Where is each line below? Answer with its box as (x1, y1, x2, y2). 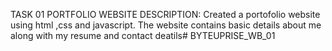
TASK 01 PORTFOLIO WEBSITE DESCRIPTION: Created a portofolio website (10, 9, 321, 20)
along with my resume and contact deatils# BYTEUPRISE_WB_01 (10, 30, 276, 41)
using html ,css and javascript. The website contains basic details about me (10, 19, 322, 31)
